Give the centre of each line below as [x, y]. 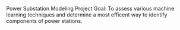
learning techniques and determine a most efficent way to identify [87, 15]
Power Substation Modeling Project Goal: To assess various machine [90, 9]
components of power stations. [44, 21]
